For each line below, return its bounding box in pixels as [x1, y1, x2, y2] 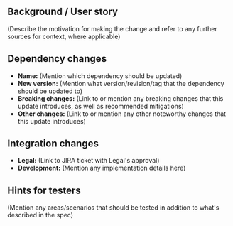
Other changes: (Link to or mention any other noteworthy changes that [17, 109, 226, 118]
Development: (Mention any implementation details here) [17, 163, 186, 173]
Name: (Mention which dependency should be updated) [17, 71, 183, 80]
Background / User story [7, 6, 119, 18]
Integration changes [7, 138, 99, 150]
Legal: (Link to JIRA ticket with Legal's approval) [17, 156, 160, 165]
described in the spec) [7, 211, 73, 220]
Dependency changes [7, 53, 107, 65]
